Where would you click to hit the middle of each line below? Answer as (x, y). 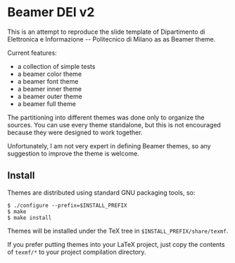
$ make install (30, 218)
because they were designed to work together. (75, 132)
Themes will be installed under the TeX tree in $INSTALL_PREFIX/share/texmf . (118, 231)
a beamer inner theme (50, 89)
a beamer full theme (46, 103)
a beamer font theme (48, 81)
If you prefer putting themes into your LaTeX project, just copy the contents (116, 244)
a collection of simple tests (56, 66)
